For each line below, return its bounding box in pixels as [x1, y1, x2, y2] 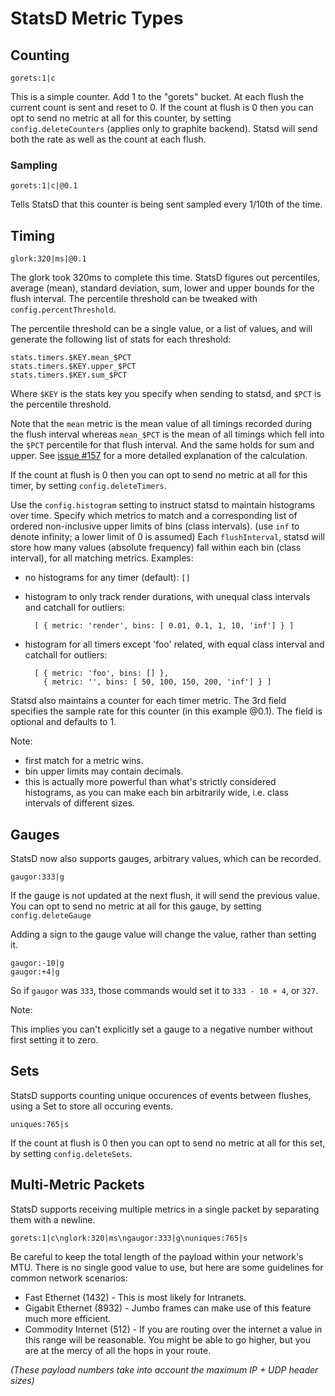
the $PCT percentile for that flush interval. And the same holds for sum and [10, 439, 315, 451]
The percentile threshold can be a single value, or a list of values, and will [10, 323, 313, 335]
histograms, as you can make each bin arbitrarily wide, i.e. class [24, 787, 289, 799]
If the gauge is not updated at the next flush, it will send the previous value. [10, 889, 320, 901]
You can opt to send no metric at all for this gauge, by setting [10, 900, 262, 912]
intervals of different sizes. [24, 797, 135, 809]
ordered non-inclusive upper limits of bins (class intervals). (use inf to [10, 520, 300, 532]
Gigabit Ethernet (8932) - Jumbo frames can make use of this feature [24, 1302, 312, 1314]
